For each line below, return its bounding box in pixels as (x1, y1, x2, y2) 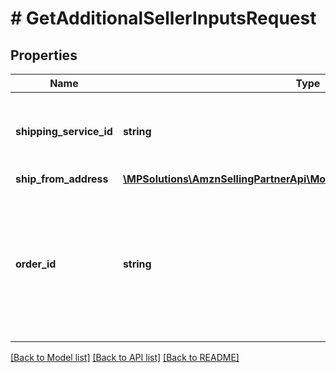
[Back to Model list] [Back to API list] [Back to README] (10, 352, 240, 363)
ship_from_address (15, 172, 109, 186)
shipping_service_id (15, 125, 113, 138)
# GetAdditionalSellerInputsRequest (10, 7, 317, 30)
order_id (15, 257, 57, 271)
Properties (10, 47, 78, 64)
